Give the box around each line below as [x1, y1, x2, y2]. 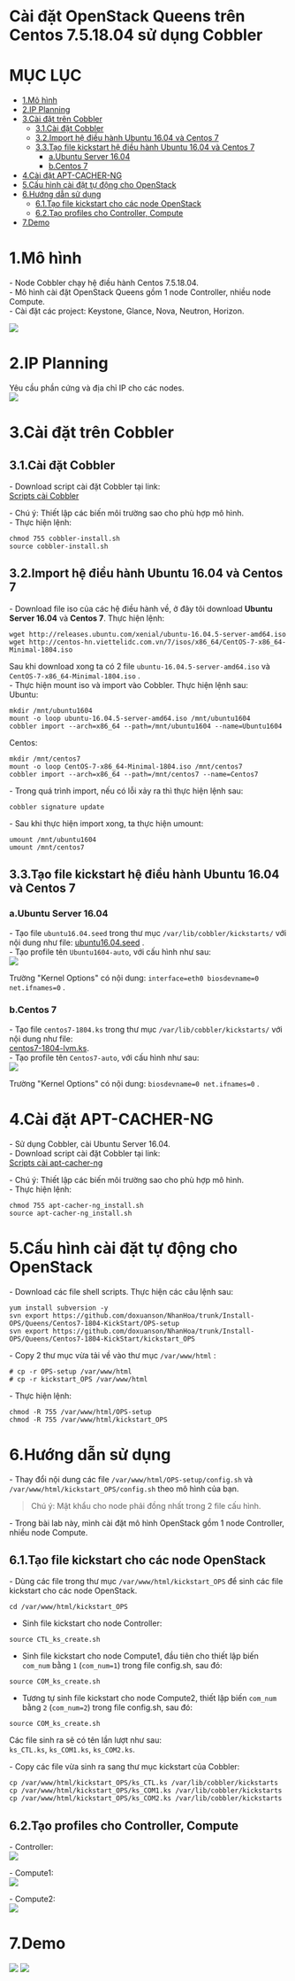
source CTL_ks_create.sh [9, 1636, 101, 1644]
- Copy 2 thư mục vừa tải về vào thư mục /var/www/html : [9, 1350, 216, 1360]
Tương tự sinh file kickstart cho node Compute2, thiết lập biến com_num [21, 1693, 277, 1704]
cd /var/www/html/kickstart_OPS [9, 1603, 128, 1612]
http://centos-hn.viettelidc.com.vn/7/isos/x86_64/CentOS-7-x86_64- [28, 638, 287, 646]
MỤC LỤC [9, 66, 82, 86]
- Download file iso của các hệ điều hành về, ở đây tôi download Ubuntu [9, 603, 273, 614]
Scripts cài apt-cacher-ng [9, 1157, 103, 1168]
